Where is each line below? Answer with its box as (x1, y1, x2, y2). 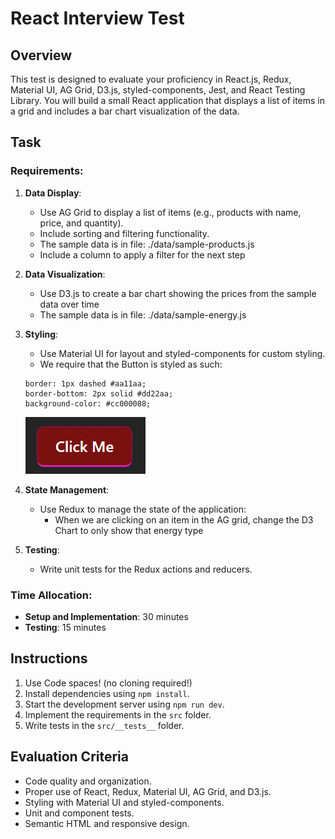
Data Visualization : (24, 268, 106, 280)
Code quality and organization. (24, 775, 152, 787)
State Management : (24, 483, 110, 496)
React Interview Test (10, 7, 185, 30)
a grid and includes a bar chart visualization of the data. (10, 105, 240, 117)
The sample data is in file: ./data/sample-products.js (39, 238, 255, 250)
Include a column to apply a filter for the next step (39, 248, 246, 261)
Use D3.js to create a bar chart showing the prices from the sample (39, 287, 317, 299)
